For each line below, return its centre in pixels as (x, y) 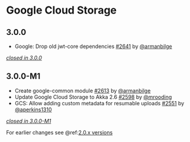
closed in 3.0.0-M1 (29, 121)
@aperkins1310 (33, 109)
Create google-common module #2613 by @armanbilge (83, 91)
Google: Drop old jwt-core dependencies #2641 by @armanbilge (94, 46)
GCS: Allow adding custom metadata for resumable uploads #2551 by (99, 103)
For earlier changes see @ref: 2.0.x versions (59, 132)
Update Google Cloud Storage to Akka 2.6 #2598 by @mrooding (93, 97)
